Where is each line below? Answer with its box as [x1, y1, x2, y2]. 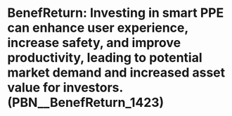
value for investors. [7, 79, 123, 96]
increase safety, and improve [7, 35, 181, 51]
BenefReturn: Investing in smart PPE [7, 5, 224, 21]
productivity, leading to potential [7, 50, 202, 66]
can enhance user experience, [7, 20, 188, 36]
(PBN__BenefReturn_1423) [7, 95, 165, 110]
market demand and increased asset [7, 65, 226, 81]
